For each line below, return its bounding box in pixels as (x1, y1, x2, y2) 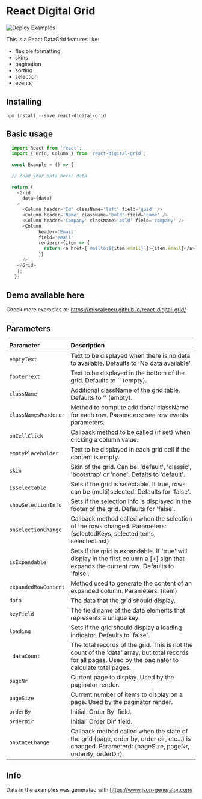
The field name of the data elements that (70, 606, 185, 614)
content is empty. (70, 453, 120, 461)
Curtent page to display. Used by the (70, 673, 174, 682)
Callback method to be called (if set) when (70, 428, 191, 436)
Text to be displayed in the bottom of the (70, 369, 185, 377)
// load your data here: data (11, 173, 87, 179)
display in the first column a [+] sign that (70, 554, 185, 563)
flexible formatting (14, 47, 61, 55)
